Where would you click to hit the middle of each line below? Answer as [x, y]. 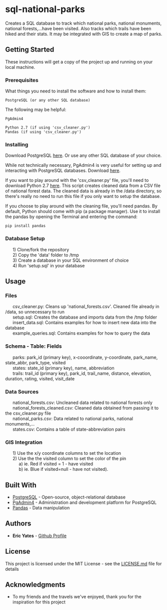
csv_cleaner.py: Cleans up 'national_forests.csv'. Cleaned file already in [86, 307]
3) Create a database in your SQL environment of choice [70, 260]
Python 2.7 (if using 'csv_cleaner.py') [48, 128]
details [12, 569]
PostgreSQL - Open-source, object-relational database [69, 497]
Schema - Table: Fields [33, 346]
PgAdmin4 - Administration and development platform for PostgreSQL [84, 502]
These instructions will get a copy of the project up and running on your [79, 62]
